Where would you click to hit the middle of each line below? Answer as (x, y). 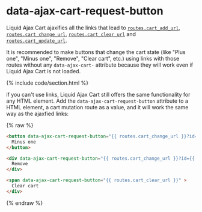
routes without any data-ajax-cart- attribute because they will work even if (100, 65)
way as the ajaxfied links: (38, 114)
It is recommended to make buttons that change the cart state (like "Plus (96, 52)
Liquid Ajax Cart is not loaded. (44, 71)
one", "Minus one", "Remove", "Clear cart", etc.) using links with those (93, 58)
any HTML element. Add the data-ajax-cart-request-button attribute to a (97, 101)
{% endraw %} (25, 203)
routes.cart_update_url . (37, 40)
